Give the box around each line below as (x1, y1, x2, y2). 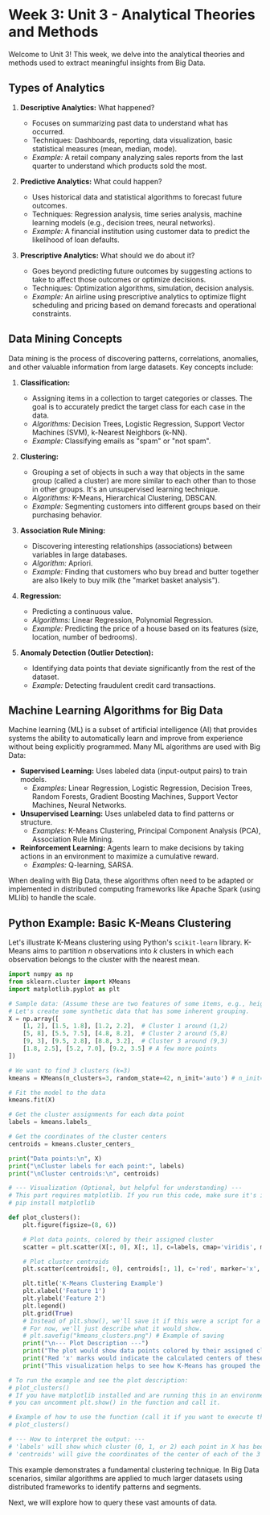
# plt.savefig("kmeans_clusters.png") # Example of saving (22, 1332, 225, 1340)
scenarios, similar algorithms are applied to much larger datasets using (8, 1473, 243, 1483)
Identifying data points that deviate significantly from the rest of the (31, 663, 256, 673)
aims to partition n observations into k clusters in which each (32, 946, 235, 956)
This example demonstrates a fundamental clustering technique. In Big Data (8, 1464, 260, 1474)
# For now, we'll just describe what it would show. (22, 1324, 203, 1332)
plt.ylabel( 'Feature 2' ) (22, 1295, 106, 1303)
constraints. (31, 308, 72, 319)
